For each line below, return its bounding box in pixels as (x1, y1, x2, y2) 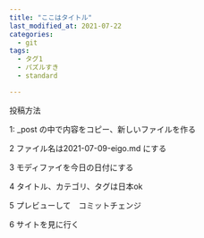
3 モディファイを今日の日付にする (9, 162, 134, 173)
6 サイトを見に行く (9, 218, 80, 229)
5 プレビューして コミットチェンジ (9, 200, 141, 210)
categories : (9, 30, 54, 38)
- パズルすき (17, 64, 60, 72)
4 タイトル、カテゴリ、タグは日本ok (9, 181, 143, 191)
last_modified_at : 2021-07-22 (9, 21, 123, 30)
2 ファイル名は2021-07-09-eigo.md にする (9, 142, 167, 153)
